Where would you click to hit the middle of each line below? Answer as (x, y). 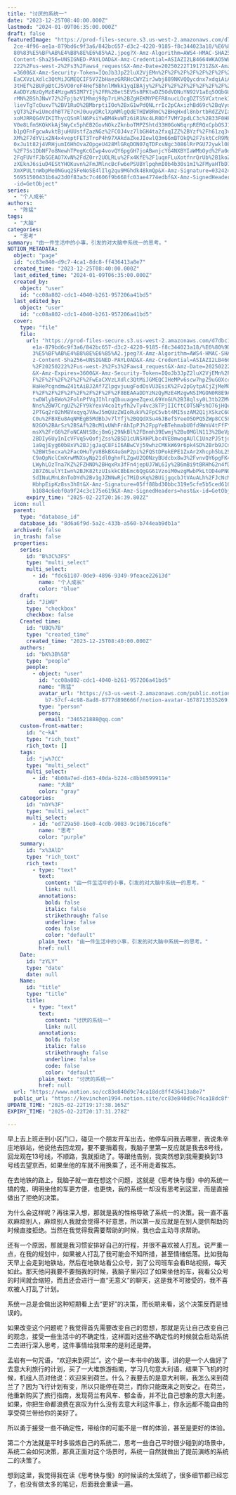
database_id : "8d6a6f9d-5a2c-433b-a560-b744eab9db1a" (100, 524)
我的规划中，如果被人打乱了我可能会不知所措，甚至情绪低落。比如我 (124, 1254)
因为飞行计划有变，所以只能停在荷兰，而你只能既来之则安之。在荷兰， (127, 1386)
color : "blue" (59, 589)
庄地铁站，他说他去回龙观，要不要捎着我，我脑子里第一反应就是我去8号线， (117, 1147)
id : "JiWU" (42, 602)
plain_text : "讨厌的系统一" (76, 1079)
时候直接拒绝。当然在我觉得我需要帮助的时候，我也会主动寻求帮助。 (106, 1230)
